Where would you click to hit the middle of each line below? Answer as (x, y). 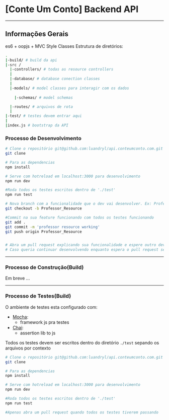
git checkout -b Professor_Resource (44, 208)
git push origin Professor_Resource (44, 232)
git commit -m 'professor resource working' (53, 227)
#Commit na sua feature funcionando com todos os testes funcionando (80, 218)
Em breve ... (18, 278)
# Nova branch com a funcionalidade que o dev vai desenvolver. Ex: (78, 204)
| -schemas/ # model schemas (44, 97)
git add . (16, 222)
